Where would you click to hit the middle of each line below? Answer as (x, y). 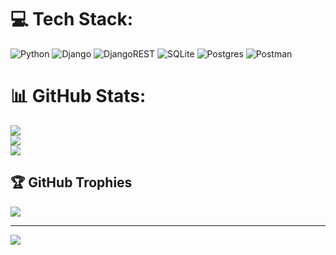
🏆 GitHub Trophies (71, 182)
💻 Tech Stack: (72, 19)
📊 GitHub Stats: (78, 96)
